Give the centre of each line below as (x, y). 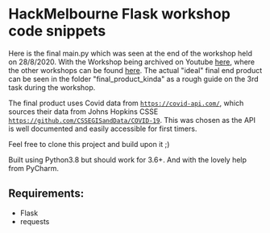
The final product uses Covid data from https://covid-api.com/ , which (126, 103)
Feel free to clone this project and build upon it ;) (89, 144)
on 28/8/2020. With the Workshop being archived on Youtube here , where (132, 62)
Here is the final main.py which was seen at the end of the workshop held (130, 53)
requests (35, 221)
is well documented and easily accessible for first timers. (103, 129)
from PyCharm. (33, 168)
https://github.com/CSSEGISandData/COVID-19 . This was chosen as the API (132, 120)
